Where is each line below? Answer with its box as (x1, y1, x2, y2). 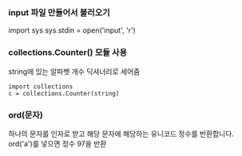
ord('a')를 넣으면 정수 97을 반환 (8, 138, 107, 148)
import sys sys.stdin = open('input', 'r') (8, 25, 136, 35)
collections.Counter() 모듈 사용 (8, 47, 128, 58)
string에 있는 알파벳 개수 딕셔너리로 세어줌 (8, 66, 141, 76)
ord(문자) (8, 109, 44, 120)
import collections (8, 82, 73, 91)
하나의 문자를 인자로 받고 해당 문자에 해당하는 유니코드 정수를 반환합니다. (8, 129, 234, 138)
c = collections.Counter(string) (8, 89, 120, 97)
